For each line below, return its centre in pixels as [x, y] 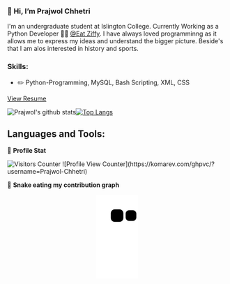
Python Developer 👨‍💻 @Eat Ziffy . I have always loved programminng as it [112, 33]
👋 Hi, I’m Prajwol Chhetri [49, 11]
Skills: [18, 67]
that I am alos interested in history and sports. [73, 49]
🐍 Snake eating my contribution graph [63, 185]
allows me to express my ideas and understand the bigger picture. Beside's [115, 41]
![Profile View [82, 164]
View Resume [27, 98]
